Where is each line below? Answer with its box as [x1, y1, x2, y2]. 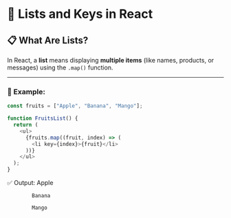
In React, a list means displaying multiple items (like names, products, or [7, 56, 214, 64]
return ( [13, 122, 38, 129]
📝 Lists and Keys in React [7, 6, 153, 22]
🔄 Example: [7, 87, 46, 96]
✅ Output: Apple [7, 179, 54, 187]
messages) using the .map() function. [7, 63, 113, 72]
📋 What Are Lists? [7, 34, 89, 46]
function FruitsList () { [7, 115, 78, 122]
